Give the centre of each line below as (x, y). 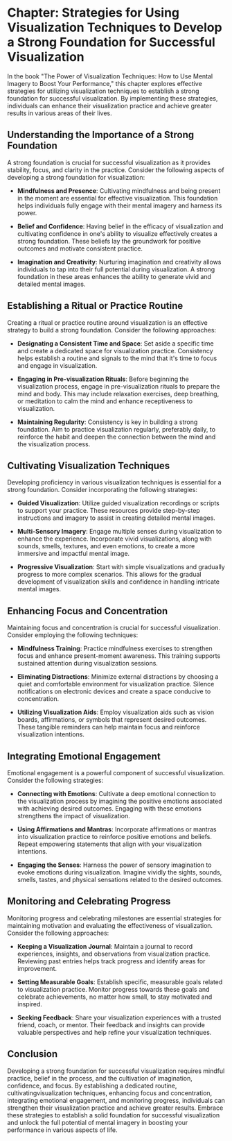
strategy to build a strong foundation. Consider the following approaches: (112, 330)
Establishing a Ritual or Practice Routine (95, 306)
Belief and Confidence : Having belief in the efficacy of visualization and (120, 226)
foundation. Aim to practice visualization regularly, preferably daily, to (116, 429)
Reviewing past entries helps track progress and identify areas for (111, 961)
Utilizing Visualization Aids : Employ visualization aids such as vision (116, 712)
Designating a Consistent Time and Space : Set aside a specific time (115, 343)
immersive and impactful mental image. (73, 554)
